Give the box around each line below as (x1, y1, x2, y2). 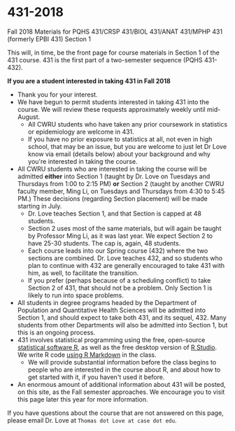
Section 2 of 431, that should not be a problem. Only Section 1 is (27, 283, 213, 292)
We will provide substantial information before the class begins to (27, 358, 217, 366)
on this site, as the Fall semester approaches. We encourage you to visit (17, 388, 225, 396)
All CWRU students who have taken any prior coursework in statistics (27, 120, 228, 128)
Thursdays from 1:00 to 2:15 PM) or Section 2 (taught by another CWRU (17, 179, 225, 188)
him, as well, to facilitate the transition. (27, 269, 139, 277)
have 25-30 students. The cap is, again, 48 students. (27, 239, 181, 247)
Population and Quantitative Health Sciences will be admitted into (17, 306, 206, 314)
